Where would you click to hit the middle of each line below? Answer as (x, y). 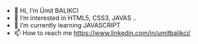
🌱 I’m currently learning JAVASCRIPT (67, 25)
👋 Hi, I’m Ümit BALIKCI (46, 11)
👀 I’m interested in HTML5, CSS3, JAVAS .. (75, 18)
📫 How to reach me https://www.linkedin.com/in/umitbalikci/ (102, 33)
